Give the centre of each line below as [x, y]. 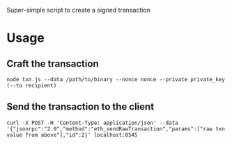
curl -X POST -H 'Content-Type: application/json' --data [92, 123]
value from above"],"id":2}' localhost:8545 [72, 135]
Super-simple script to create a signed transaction [79, 10]
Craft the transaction [53, 63]
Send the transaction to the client [80, 107]
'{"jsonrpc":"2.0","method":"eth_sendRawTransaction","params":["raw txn [116, 129]
